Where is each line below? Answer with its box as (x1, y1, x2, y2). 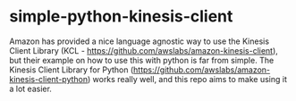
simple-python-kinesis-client (9, 6, 233, 27)
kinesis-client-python (9, 73, 88, 84)
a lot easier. (9, 83, 52, 94)
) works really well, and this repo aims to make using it (87, 73, 288, 84)
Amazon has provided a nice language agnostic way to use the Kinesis (9, 36, 270, 46)
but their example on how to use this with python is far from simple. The (9, 55, 275, 65)
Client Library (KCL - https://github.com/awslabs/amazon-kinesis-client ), (9, 45, 279, 55)
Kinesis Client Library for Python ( (9, 64, 134, 75)
